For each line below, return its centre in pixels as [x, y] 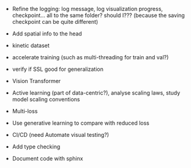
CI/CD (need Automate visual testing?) [60, 135]
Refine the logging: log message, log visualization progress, [88, 9]
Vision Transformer [36, 81]
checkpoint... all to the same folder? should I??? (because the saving [98, 15]
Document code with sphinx [48, 159]
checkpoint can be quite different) [55, 22]
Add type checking [36, 147]
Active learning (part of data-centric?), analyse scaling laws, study [96, 93]
